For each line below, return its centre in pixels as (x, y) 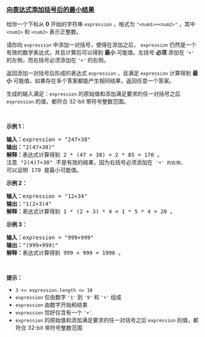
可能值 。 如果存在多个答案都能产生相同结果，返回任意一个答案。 (94, 81)
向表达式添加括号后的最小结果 (51, 9)
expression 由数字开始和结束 (51, 305)
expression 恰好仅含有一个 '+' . (54, 312)
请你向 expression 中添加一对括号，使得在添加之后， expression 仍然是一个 (101, 45)
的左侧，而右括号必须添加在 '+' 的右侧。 (58, 60)
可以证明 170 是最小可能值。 (44, 170)
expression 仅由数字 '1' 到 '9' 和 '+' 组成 (68, 297)
